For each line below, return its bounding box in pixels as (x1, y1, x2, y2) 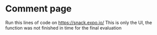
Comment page (5, 3, 72, 14)
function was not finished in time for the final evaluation (5, 24, 122, 30)
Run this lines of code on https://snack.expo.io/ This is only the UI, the (5, 19, 152, 25)
